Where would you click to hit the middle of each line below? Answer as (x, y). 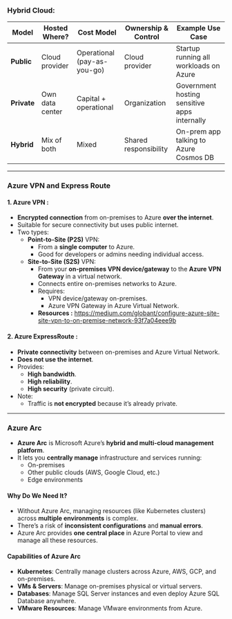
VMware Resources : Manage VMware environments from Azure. (110, 609)
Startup (188, 48)
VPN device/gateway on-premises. (98, 298)
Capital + (91, 99)
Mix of (51, 141)
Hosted (56, 28)
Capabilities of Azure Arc (44, 556)
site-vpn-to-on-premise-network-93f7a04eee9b (107, 321)
